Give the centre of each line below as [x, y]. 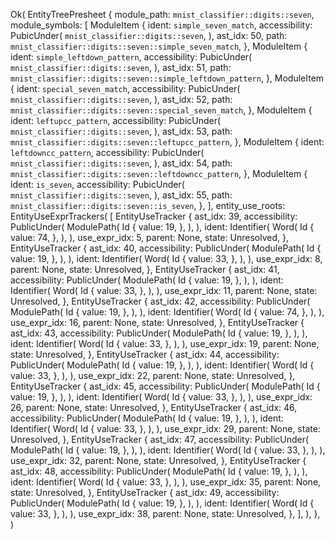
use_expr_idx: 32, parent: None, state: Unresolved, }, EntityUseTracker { [158, 460]
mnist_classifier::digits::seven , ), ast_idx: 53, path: [121, 131]
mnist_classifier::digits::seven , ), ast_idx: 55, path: [121, 195]
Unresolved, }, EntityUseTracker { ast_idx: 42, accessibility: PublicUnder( [160, 301]
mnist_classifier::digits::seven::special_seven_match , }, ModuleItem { [161, 110]
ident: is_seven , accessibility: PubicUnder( [97, 184]
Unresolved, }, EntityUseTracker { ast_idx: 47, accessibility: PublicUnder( [160, 439]
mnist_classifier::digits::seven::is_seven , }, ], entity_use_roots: [148, 205]
